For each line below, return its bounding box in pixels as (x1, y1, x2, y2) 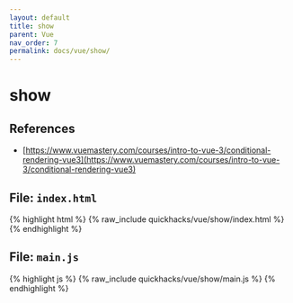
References (9, 120, 75, 136)
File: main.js (9, 249, 79, 265)
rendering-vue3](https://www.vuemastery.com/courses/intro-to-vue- (22, 155, 280, 165)
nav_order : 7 (9, 38, 58, 48)
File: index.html (9, 190, 97, 205)
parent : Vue (9, 30, 54, 39)
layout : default (9, 13, 70, 22)
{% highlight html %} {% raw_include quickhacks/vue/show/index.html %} (9, 213, 285, 225)
